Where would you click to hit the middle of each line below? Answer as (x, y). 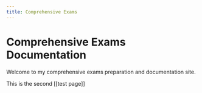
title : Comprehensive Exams (42, 12)
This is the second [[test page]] (46, 83)
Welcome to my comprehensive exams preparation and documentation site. (101, 72)
